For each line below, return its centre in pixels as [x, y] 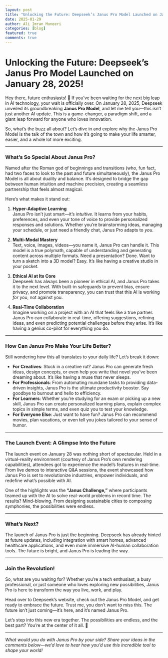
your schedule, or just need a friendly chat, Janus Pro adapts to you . [83, 230]
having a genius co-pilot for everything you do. [61, 328]
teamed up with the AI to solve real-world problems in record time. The [78, 495]
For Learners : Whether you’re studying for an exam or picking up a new [86, 398]
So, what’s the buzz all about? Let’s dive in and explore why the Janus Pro [81, 129]
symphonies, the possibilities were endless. [50, 506]
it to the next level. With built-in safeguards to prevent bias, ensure [81, 287]
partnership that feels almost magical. [44, 189]
